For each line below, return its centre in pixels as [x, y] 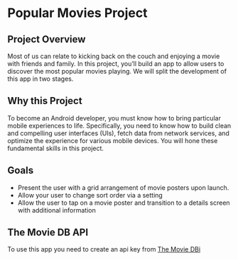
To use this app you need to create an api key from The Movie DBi [104, 249]
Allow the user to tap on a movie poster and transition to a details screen [124, 203]
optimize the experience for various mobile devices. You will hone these [113, 140]
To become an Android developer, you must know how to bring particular [114, 118]
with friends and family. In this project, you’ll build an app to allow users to [116, 64]
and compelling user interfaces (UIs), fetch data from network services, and [118, 133]
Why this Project [45, 101]
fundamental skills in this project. [56, 148]
